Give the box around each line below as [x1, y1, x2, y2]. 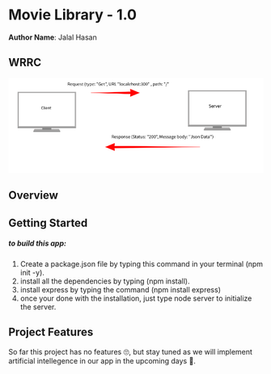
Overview [8, 188, 59, 203]
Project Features [8, 326, 94, 339]
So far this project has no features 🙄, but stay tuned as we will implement [8, 347, 253, 356]
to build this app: [8, 238, 67, 248]
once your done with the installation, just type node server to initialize [19, 293, 252, 303]
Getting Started [8, 216, 88, 229]
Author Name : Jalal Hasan [8, 32, 97, 42]
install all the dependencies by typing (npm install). [19, 276, 190, 286]
